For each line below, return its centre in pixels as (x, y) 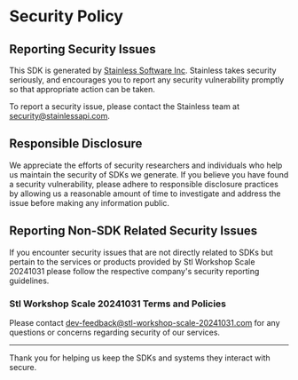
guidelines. (29, 281)
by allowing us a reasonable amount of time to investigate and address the (145, 194)
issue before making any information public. (90, 202)
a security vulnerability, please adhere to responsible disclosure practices (144, 184)
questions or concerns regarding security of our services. (114, 332)
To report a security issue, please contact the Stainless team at (125, 107)
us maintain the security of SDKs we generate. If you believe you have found (149, 174)
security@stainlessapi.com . (60, 116)
